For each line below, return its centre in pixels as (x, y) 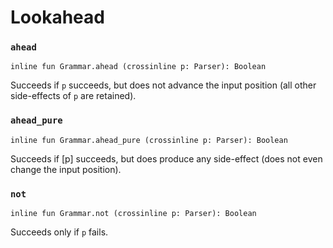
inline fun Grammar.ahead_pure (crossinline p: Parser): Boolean (149, 140)
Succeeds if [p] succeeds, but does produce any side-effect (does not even (166, 158)
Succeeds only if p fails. (59, 232)
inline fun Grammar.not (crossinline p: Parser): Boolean (133, 214)
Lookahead (57, 17)
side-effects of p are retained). (73, 96)
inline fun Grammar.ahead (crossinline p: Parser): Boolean (138, 67)
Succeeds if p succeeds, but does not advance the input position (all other (163, 85)
